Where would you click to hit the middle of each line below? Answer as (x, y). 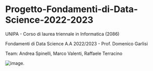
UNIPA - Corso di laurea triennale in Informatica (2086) (62, 34)
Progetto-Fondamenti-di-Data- (71, 9)
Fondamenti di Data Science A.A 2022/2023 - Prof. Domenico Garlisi (76, 43)
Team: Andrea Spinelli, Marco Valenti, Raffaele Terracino (64, 53)
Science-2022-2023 (49, 20)
